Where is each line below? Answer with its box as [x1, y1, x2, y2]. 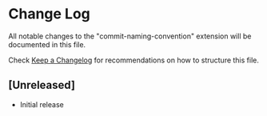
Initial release [19, 99, 64, 109]
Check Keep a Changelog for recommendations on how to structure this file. [8, 55, 260, 65]
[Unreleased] [8, 78, 76, 92]
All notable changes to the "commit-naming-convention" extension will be [8, 31, 252, 41]
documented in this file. [8, 39, 86, 49]
